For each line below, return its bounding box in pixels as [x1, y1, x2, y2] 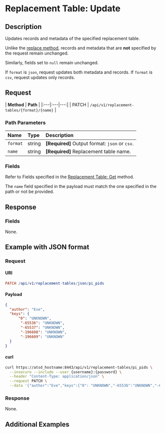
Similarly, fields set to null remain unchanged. [5, 60, 99, 65]
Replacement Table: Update [5, 3, 121, 14]
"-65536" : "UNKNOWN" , [20, 321, 65, 325]
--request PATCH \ [9, 379, 48, 383]
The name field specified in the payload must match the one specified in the [5, 184, 157, 189]
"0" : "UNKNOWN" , [18, 316, 52, 321]
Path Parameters [5, 119, 46, 126]
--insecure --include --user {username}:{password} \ [9, 369, 122, 375]
